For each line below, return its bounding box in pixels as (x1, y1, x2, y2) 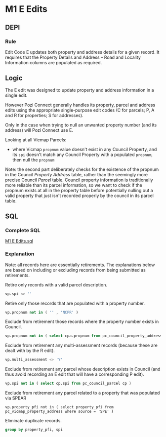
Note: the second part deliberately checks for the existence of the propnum (5, 166, 159, 172)
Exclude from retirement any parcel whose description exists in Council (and (5, 366, 161, 372)
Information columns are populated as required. (5, 59, 102, 65)
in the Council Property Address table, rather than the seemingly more (5, 171, 148, 177)
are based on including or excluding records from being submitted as (5, 267, 146, 273)
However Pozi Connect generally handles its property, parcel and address (5, 102, 156, 108)
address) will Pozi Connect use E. (5, 127, 73, 133)
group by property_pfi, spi (5, 427, 63, 433)
